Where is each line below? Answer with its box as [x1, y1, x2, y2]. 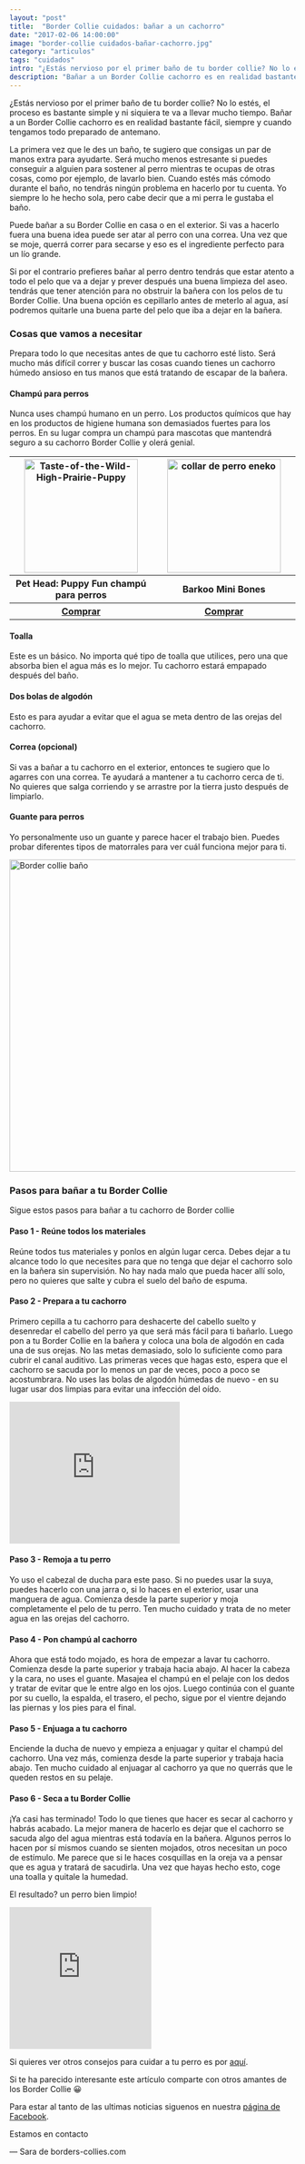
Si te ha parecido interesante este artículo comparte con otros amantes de [9, 2073, 288, 2085]
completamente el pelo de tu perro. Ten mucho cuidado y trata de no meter [9, 1603, 291, 1613]
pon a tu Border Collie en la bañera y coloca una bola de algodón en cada [9, 1335, 285, 1345]
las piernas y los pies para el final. [9, 1702, 137, 1713]
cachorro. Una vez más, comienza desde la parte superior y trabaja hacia [9, 1752, 284, 1763]
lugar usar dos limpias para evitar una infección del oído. [9, 1383, 221, 1395]
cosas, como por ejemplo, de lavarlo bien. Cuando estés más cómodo [9, 173, 271, 184]
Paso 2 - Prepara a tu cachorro [9, 1295, 127, 1306]
